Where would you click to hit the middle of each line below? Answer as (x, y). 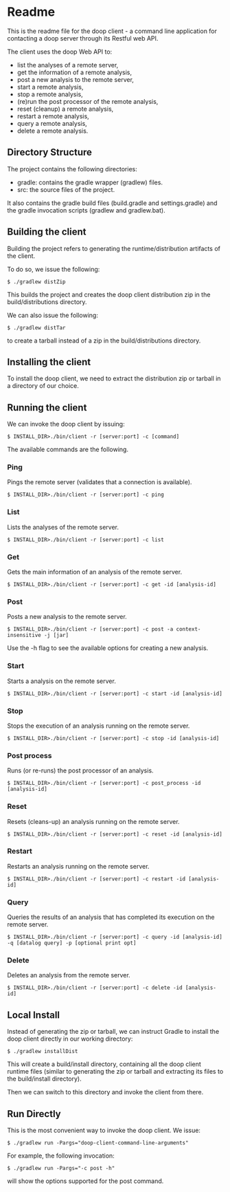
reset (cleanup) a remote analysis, (65, 109)
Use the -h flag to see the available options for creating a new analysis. (108, 648)
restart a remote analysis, (53, 116)
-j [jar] (56, 636)
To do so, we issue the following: (54, 269)
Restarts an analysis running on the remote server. (78, 866)
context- (188, 629)
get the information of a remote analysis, (74, 72)
